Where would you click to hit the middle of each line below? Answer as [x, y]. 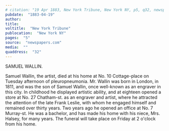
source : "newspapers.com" [33, 43]
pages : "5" [18, 38]
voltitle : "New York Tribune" [38, 29]
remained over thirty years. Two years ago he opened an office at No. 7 [79, 108]
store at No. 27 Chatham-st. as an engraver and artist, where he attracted [81, 97]
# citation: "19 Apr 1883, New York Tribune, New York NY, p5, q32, [78, 10]
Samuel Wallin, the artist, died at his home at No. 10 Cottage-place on [77, 76]
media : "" [17, 47]
